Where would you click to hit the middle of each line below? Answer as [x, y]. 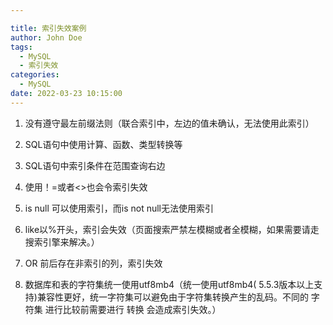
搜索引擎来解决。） [62, 242]
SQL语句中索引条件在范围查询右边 [95, 165]
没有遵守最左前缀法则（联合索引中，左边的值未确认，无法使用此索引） [169, 123]
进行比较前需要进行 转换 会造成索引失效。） [133, 309]
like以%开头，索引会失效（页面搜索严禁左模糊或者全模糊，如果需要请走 [172, 229]
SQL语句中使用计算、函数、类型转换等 [103, 144]
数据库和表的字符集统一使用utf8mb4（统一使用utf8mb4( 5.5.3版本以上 [169, 284]
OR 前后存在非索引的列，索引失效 [93, 263]
